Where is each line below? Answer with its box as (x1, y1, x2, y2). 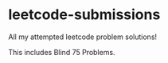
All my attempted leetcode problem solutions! (8, 32, 158, 41)
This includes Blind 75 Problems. (8, 47, 115, 57)
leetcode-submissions (8, 6, 161, 24)
